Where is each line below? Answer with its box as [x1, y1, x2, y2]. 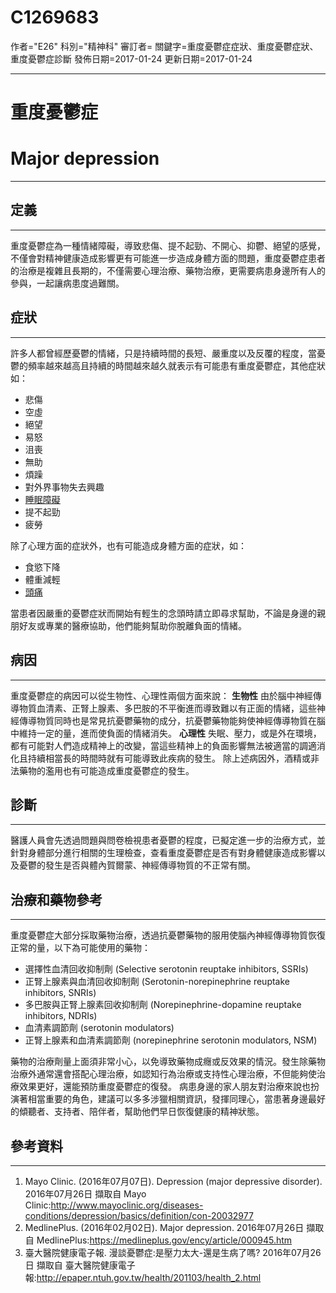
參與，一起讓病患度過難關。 [10, 277, 125, 289]
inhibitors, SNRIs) [24, 987, 97, 999]
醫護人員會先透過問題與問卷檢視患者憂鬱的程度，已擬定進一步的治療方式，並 [10, 834, 326, 846]
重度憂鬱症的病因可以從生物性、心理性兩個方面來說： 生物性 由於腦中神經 [10, 689, 313, 701]
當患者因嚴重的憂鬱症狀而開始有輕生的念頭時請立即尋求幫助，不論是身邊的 [10, 607, 317, 619]
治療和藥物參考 [10, 891, 103, 908]
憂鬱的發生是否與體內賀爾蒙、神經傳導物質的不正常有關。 [18, 859, 256, 871]
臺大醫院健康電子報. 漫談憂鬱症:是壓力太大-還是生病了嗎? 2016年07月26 [24, 1246, 322, 1258]
